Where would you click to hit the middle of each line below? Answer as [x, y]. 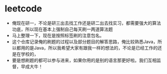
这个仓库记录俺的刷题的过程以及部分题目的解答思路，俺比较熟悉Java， [85, 41]
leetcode [23, 9]
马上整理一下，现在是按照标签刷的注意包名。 [58, 35]
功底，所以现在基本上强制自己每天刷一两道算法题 [62, 29]
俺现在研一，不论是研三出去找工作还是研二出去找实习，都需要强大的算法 [86, 23]
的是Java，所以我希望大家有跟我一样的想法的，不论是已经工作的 [91, 48]
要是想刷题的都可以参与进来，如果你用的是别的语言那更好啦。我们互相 [84, 60]
